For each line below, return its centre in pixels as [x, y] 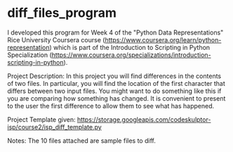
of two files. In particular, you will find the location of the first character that [116, 83]
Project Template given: [41, 119]
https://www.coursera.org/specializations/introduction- [132, 55]
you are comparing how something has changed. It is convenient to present [116, 98]
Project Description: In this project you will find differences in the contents [114, 76]
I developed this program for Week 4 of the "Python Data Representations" [115, 32]
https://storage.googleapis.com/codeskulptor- [144, 119]
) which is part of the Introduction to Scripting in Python [129, 47]
